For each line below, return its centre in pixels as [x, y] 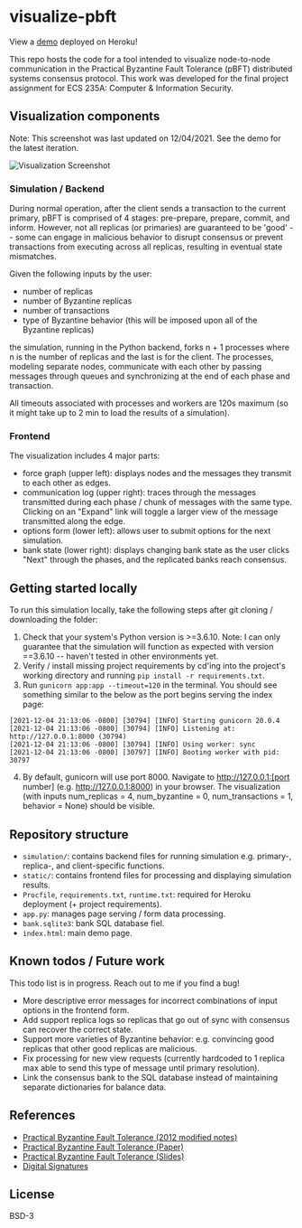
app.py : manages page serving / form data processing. [124, 914]
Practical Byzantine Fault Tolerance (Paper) [103, 1147]
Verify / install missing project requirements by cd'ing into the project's [154, 666]
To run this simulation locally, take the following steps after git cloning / [141, 610]
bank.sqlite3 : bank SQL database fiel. [93, 923]
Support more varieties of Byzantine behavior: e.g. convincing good [148, 1039]
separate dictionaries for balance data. [94, 1087]
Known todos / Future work [87, 961]
